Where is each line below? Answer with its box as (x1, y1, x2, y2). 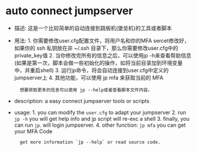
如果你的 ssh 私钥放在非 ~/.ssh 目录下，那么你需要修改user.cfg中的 (14, 44, 179, 52)
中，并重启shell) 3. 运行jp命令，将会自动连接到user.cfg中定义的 (14, 66, 169, 73)
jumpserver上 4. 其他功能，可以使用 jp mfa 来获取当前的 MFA (14, 74, 164, 81)
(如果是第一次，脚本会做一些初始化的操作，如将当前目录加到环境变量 (14, 59, 183, 66)
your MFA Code (14, 127, 53, 134)
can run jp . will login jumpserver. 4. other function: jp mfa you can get (14, 121, 186, 128)
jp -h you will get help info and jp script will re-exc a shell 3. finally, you (14, 115, 190, 122)
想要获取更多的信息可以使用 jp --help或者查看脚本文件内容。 (20, 87, 152, 93)
